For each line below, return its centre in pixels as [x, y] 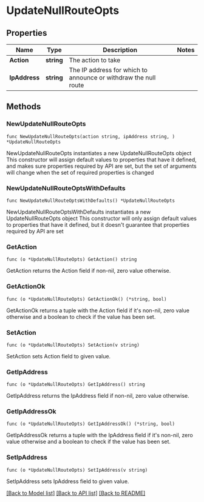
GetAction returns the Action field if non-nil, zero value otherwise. [89, 271]
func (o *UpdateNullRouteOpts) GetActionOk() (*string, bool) [87, 299]
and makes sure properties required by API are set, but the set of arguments [101, 166]
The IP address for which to [108, 70]
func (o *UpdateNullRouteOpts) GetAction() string [72, 259]
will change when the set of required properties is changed [80, 172]
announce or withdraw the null [112, 78]
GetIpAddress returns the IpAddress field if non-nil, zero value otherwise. [98, 396]
